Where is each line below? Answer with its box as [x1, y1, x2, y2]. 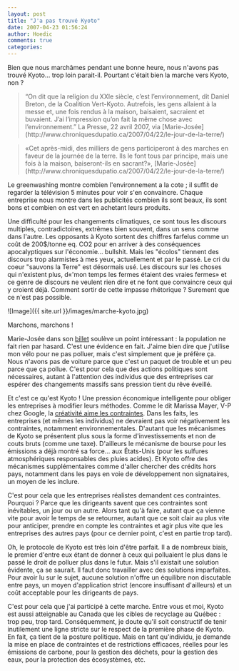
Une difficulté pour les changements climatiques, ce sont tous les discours [7, 217, 227, 226]
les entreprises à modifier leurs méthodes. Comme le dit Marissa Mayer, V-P [7, 401, 232, 410]
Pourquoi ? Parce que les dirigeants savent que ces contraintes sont [7, 499, 208, 507]
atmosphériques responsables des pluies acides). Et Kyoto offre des [7, 455, 208, 463]
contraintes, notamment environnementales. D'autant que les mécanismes [7, 424, 226, 433]
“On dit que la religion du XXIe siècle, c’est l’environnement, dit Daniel [24, 92, 230, 101]
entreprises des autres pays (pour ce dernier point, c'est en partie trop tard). [7, 529, 233, 538]
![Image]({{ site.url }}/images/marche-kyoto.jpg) [7, 307, 149, 315]
